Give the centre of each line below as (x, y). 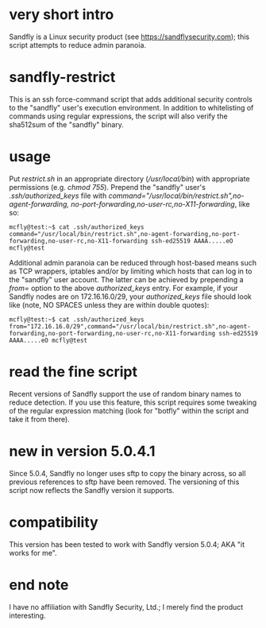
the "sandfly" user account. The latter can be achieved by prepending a (127, 279)
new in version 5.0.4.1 (82, 451)
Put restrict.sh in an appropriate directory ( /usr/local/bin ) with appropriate (129, 178)
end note (39, 585)
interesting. (27, 615)
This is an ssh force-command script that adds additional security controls (131, 99)
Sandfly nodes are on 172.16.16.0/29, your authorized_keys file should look (131, 297)
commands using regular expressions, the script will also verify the (119, 116)
